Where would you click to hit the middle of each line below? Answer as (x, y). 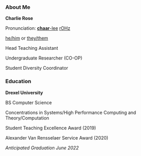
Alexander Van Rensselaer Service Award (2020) (57, 138)
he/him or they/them (27, 38)
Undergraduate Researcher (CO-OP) (44, 58)
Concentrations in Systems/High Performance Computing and (71, 112)
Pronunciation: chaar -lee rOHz (38, 28)
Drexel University (24, 92)
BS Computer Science (29, 102)
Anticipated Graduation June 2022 (42, 148)
